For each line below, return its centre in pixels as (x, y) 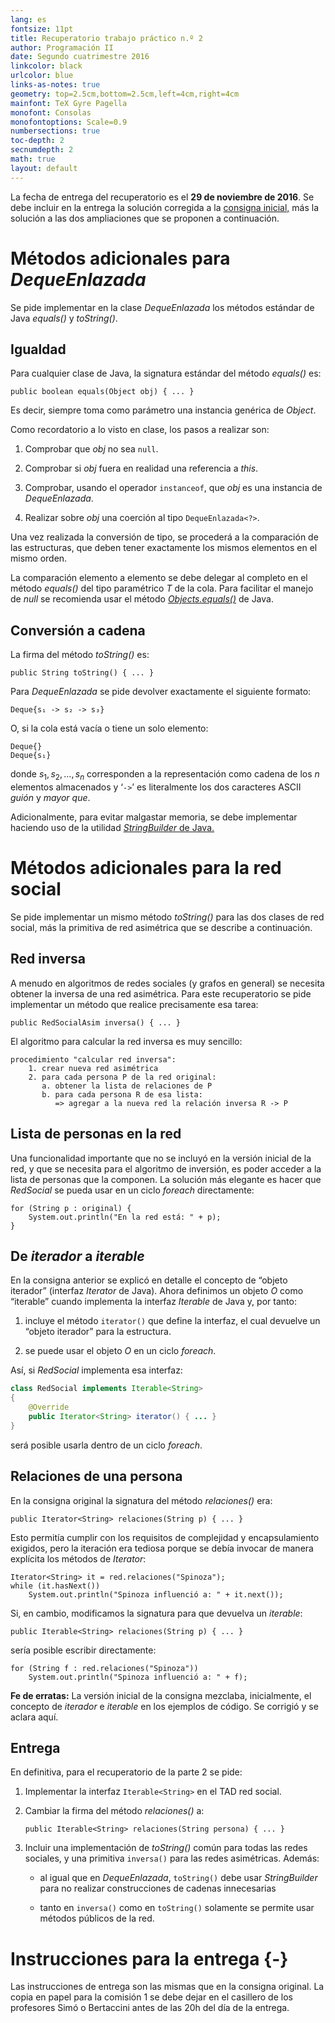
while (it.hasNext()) (55, 1586)
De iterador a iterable (77, 1256)
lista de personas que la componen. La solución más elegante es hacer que (166, 1179)
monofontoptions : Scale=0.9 (69, 122)
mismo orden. (39, 558)
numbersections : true (55, 131)
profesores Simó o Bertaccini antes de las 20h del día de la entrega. (150, 2008)
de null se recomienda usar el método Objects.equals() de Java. (142, 599)
